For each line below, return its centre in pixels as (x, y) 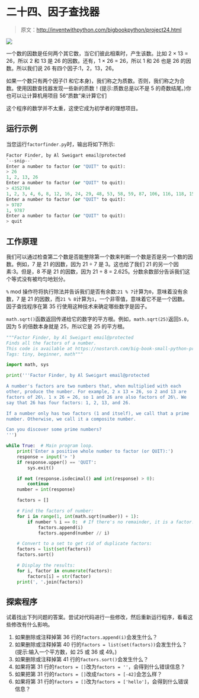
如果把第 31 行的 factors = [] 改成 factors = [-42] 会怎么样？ (89, 674)
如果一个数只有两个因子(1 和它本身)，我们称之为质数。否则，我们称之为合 (95, 81)
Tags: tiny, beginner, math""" (45, 354)
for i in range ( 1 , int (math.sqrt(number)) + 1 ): (78, 516)
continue (38, 484)
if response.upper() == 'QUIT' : (57, 462)
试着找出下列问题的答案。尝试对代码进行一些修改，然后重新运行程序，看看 (97, 617)
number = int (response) (46, 489)
